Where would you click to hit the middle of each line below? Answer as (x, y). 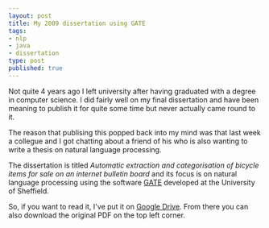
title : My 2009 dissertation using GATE (77, 23)
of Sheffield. (29, 191)
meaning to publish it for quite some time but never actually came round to (132, 108)
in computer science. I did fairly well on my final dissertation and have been (134, 99)
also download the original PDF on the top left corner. (97, 215)
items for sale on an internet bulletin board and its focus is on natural (123, 173)
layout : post (30, 16)
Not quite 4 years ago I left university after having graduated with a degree (132, 91)
